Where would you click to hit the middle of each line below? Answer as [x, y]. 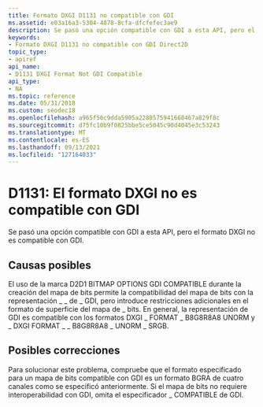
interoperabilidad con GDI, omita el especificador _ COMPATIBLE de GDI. [126, 394]
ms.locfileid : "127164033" [52, 154]
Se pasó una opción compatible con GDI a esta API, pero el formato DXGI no [132, 232]
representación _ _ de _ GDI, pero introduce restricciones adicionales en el [128, 301]
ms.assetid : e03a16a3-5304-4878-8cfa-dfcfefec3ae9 [93, 23]
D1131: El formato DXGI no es [103, 193]
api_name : [24, 67]
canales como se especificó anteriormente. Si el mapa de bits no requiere [128, 386]
